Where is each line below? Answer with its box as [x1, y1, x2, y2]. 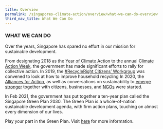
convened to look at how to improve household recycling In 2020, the [5, 74, 145, 79]
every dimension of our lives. [5, 109, 63, 114]
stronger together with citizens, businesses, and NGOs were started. [5, 84, 143, 90]
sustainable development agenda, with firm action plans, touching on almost [5, 103, 158, 110]
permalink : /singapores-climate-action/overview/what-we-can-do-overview [5, 12, 158, 17]
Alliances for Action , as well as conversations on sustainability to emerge [5, 78, 151, 84]
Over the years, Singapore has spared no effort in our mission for [5, 43, 136, 49]
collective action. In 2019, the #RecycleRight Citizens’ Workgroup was [5, 68, 145, 74]
